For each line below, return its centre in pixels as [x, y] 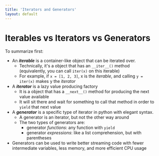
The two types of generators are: [52, 123]
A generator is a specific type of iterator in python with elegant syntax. [83, 112]
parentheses [39, 138]
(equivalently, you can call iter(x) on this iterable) [69, 71]
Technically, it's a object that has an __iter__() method [74, 66]
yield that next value [40, 107]
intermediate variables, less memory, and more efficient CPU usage [79, 148]
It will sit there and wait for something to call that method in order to [87, 102]
